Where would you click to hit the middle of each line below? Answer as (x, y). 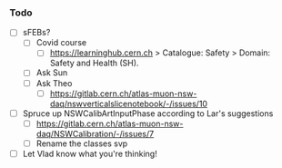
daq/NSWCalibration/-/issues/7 (95, 133)
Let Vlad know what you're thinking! (90, 153)
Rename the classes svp (82, 143)
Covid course (61, 43)
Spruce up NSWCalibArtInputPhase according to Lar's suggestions (148, 113)
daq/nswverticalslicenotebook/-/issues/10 (128, 104)
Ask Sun (52, 73)
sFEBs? (36, 33)
